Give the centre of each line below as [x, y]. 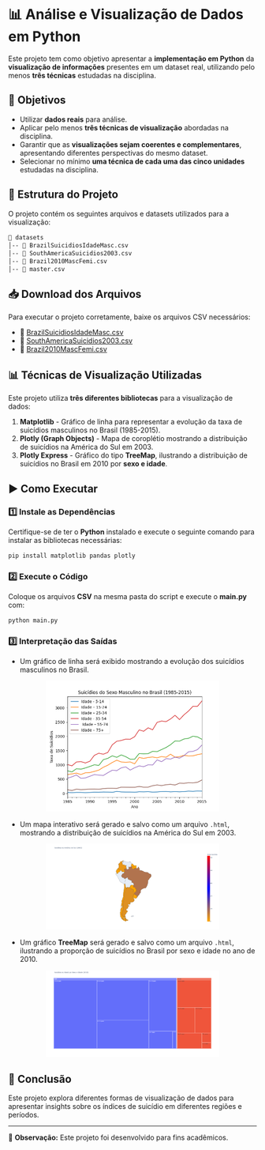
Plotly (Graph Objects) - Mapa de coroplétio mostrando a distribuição [133, 439]
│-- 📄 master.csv [37, 269]
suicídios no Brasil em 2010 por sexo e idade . [93, 464]
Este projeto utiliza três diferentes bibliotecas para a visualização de [121, 398]
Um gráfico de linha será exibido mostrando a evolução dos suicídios [132, 662]
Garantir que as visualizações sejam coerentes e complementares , [131, 144]
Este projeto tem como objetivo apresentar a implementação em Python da [131, 58]
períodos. [24, 1114]
